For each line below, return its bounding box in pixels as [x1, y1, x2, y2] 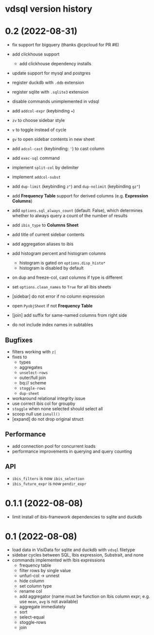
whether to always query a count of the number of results [12, 213, 128, 219]
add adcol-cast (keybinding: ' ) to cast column [12, 146, 105, 152]
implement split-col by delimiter [12, 165, 79, 171]
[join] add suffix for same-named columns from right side [12, 312, 127, 318]
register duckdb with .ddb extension [12, 79, 84, 86]
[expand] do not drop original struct [12, 416, 84, 422]
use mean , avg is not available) [19, 598, 79, 605]
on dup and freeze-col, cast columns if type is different [12, 274, 123, 281]
